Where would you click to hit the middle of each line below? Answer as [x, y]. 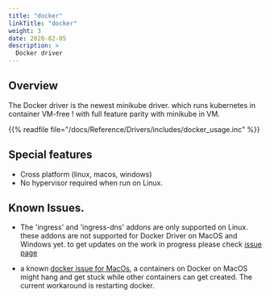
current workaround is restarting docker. [87, 286]
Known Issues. [46, 208]
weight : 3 [25, 31]
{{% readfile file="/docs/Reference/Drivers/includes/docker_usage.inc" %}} [134, 129]
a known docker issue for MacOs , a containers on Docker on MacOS [134, 269]
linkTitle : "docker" [43, 23]
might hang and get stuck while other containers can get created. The [136, 277]
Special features [50, 155]
